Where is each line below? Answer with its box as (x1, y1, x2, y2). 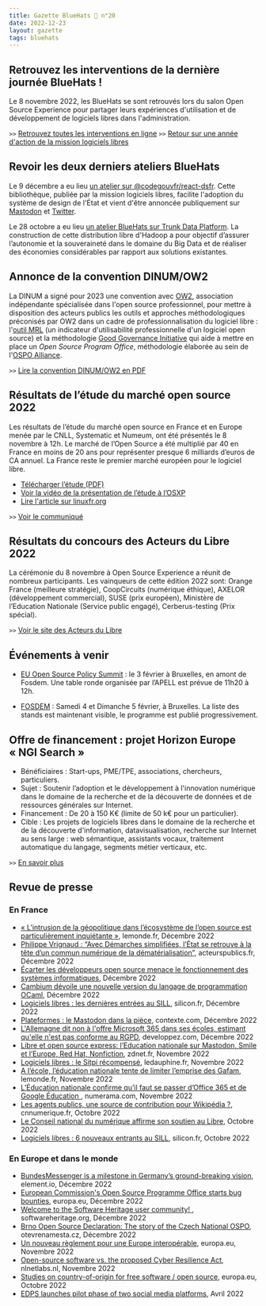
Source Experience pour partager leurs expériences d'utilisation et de (9, 105, 237, 115)
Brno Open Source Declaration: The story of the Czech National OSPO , (20, 1221, 252, 1231)
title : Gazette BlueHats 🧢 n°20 (9, 11, 116, 20)
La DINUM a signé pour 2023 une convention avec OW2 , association (9, 291, 234, 301)
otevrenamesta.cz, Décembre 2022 (20, 1230, 137, 1239)
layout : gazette (9, 26, 63, 34)
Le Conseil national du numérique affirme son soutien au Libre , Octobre (20, 1116, 254, 1126)
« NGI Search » (9, 745, 85, 759)
